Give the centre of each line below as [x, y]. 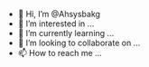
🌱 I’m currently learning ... [66, 33]
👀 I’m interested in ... [56, 24]
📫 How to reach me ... [60, 53]
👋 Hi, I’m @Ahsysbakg [59, 14]
